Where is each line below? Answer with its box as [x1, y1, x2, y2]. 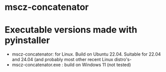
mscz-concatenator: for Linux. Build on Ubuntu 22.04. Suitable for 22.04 [11, 51, 161, 57]
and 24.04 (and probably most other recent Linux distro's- [11, 57, 132, 63]
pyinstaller [4, 35, 50, 46]
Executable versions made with [4, 24, 138, 36]
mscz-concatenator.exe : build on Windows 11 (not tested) [11, 62, 131, 68]
